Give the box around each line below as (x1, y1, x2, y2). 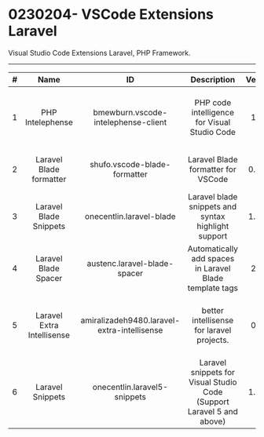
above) (200, 416, 226, 427)
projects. (196, 334, 229, 345)
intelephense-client (93, 116, 167, 127)
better (201, 304, 224, 315)
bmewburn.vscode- (93, 107, 167, 118)
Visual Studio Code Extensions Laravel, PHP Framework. (8, 48, 191, 57)
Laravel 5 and (187, 406, 238, 417)
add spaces (191, 253, 235, 264)
